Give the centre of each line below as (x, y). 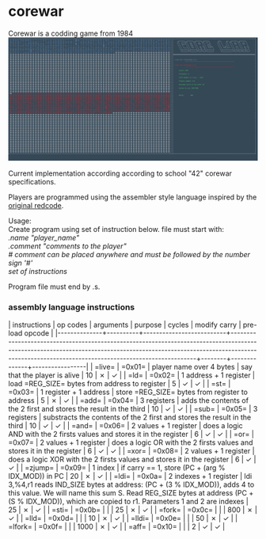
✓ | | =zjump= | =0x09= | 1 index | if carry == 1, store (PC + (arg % (117, 467)
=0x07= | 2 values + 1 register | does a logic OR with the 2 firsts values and (131, 442)
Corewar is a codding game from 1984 (71, 33)
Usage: (20, 221)
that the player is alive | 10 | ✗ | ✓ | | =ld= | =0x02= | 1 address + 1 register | (132, 375)
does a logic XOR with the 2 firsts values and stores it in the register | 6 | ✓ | (132, 459)
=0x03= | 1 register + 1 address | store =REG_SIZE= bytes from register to (128, 392)
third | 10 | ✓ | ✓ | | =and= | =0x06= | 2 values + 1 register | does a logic (125, 425)
